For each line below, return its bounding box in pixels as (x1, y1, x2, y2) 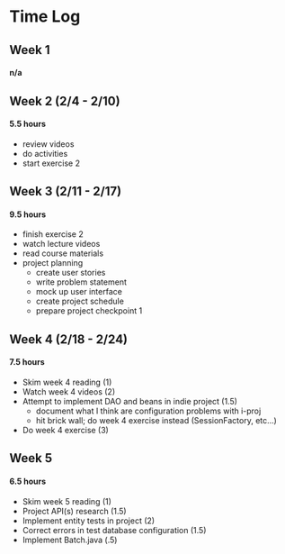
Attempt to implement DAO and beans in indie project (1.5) (22, 395, 238, 406)
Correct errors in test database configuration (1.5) (22, 524, 207, 535)
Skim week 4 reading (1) (22, 377, 112, 387)
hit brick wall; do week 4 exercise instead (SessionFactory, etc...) (35, 414, 277, 425)
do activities (22, 148, 68, 159)
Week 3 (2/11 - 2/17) (9, 184, 122, 199)
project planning (22, 258, 84, 268)
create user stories (35, 268, 106, 278)
